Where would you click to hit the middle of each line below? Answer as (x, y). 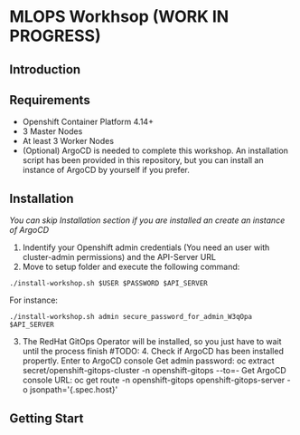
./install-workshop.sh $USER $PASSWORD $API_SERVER (108, 284)
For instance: (34, 300)
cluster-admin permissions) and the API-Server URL (119, 257)
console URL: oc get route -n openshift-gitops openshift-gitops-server (154, 380)
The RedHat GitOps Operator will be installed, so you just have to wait (152, 342)
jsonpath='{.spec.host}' (74, 390)
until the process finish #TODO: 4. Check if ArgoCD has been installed (153, 352)
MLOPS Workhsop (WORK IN (119, 17)
